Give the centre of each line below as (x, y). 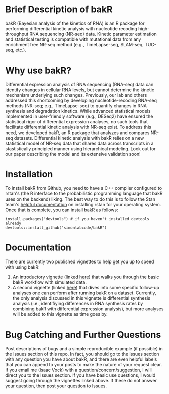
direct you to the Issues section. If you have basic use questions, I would (80, 375)
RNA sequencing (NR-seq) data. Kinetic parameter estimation (93, 34)
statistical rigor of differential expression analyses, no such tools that (77, 121)
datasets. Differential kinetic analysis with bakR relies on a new (79, 138)
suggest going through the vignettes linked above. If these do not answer (81, 380)
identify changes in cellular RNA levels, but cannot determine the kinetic (80, 90)
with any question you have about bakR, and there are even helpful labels (81, 359)
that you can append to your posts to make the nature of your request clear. (84, 364)
